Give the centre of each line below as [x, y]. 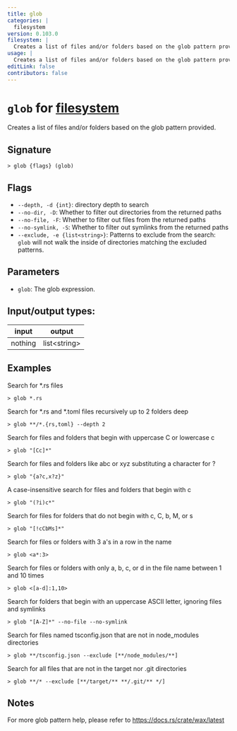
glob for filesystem [63, 108]
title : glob [25, 14]
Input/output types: [51, 311]
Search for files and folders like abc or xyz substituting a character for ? [111, 463]
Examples [29, 368]
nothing [24, 343]
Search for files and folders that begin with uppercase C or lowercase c [111, 437]
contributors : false [38, 73]
